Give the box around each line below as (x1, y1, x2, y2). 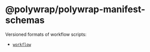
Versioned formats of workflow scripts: (5, 31, 87, 37)
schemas (5, 14, 45, 26)
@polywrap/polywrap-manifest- (5, 4, 145, 15)
